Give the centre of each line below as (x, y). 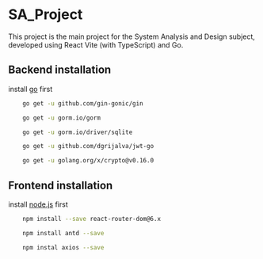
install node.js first (38, 204)
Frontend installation (61, 185)
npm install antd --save (63, 233)
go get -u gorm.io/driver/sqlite (78, 132)
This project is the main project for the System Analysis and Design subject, (132, 36)
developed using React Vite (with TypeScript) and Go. (96, 44)
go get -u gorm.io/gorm (62, 118)
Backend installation (60, 70)
